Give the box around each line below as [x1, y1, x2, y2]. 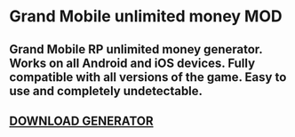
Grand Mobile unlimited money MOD [9, 6, 283, 27]
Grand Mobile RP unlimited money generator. [9, 42, 263, 57]
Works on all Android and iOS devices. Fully [9, 55, 256, 70]
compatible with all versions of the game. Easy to [9, 69, 287, 85]
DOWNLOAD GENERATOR [9, 113, 154, 128]
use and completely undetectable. [9, 83, 203, 99]
